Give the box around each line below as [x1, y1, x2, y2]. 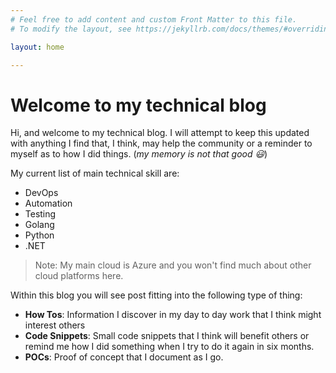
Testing [24, 208, 57, 220]
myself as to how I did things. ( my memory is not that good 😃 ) [10, 148, 268, 160]
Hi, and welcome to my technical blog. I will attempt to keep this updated [10, 127, 310, 139]
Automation [24, 197, 73, 210]
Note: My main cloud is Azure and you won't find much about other [34, 259, 312, 271]
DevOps [24, 187, 59, 199]
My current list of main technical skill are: [10, 167, 180, 180]
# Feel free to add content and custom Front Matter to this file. [10, 14, 298, 25]
